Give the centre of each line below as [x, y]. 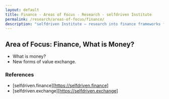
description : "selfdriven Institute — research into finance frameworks [83, 24]
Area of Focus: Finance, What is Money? [70, 44]
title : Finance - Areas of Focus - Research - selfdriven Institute [78, 15]
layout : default [22, 10]
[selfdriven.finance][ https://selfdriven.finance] [61, 85]
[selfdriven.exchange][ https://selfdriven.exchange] [65, 91]
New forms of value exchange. [44, 62]
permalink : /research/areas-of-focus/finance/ [55, 19]
